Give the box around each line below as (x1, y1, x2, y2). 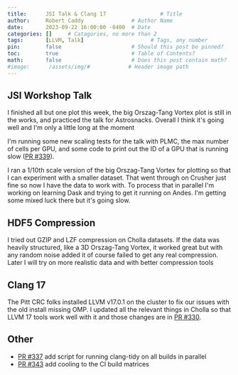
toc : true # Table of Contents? (7, 50, 195, 58)
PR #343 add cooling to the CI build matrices (17, 359, 149, 368)
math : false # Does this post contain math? (7, 57, 227, 64)
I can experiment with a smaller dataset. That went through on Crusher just (7, 173, 227, 182)
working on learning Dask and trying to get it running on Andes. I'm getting (7, 189, 226, 197)
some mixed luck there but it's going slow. (7, 196, 131, 205)
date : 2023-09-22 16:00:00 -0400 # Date (7, 23, 151, 31)
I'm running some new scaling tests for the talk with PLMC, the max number (7, 137, 229, 146)
